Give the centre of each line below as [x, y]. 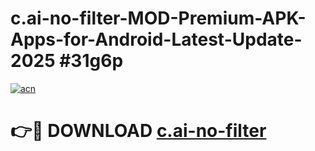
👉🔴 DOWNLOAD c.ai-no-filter [138, 131]
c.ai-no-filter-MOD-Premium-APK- [158, 18]
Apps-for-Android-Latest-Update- [156, 39]
